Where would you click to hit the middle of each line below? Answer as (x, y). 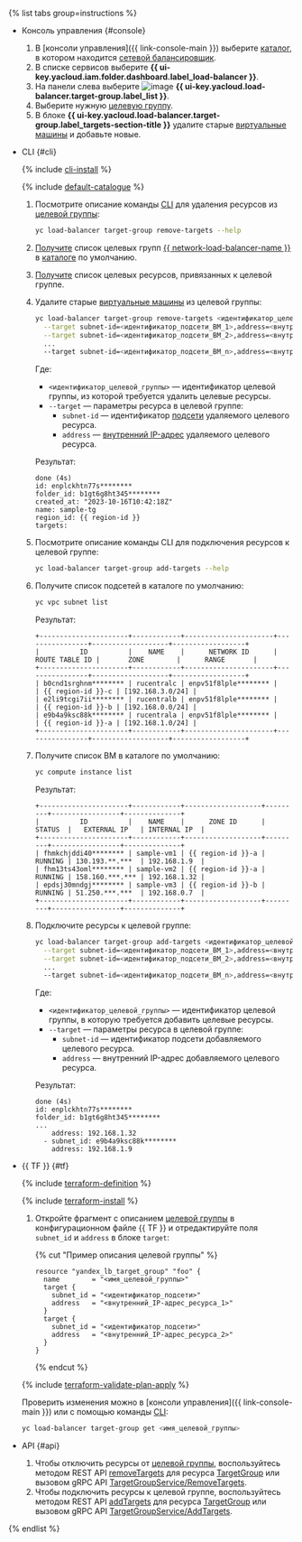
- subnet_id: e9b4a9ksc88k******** (110, 1141)
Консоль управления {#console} (83, 30)
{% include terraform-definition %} (87, 1184)
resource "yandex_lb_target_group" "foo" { (118, 1272)
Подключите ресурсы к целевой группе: (113, 925)
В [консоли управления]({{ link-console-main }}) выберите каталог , (163, 48)
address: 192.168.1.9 (92, 1149)
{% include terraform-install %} (80, 1201)
